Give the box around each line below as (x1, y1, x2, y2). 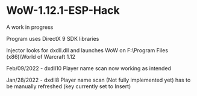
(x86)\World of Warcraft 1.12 (6, 53, 75, 60)
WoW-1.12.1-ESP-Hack (6, 4, 120, 17)
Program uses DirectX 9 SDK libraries (6, 35, 99, 42)
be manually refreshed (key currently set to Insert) (6, 82, 131, 90)
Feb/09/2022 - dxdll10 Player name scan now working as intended (6, 64, 172, 72)
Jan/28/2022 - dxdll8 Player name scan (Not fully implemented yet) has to (6, 76, 191, 83)
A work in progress (6, 23, 54, 31)
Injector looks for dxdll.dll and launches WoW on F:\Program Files (6, 46, 169, 54)
